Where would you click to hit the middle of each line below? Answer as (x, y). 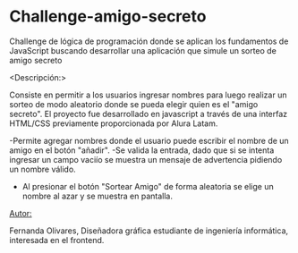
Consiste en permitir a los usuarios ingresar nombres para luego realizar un (148, 95)
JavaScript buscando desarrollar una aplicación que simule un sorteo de (143, 50)
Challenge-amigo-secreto (108, 17)
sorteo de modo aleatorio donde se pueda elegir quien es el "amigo (134, 104)
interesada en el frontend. (57, 240)
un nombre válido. (43, 169)
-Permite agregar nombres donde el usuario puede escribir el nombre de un (149, 140)
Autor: (21, 213)
